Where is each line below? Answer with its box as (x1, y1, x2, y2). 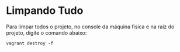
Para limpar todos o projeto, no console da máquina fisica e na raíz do (6, 23, 175, 30)
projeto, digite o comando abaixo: (6, 29, 87, 36)
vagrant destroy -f (6, 40, 54, 46)
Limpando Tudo (6, 4, 84, 17)
